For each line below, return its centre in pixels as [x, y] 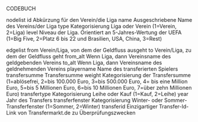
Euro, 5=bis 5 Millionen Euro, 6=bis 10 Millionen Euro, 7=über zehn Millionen [99, 88]
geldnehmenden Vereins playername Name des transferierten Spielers [92, 69]
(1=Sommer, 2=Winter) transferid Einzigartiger [102, 106]
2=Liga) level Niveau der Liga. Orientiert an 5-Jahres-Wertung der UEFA [94, 32]
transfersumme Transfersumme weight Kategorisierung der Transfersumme [99, 75]
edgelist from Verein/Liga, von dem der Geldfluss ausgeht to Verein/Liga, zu [99, 50]
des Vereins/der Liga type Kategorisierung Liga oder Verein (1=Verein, [91, 26]
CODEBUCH [21, 9]
